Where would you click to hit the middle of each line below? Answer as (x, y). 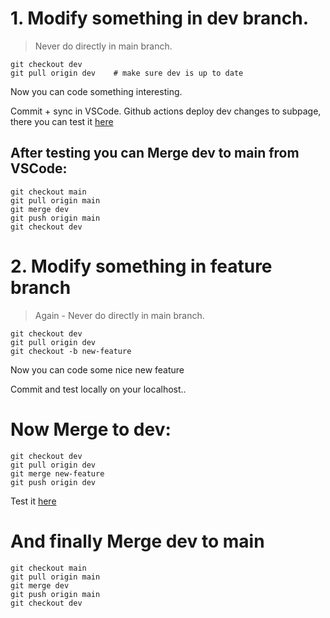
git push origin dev (53, 482)
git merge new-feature (57, 473)
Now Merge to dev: (91, 429)
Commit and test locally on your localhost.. (98, 389)
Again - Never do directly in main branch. (119, 315)
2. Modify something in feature (141, 266)
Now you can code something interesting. (96, 91)
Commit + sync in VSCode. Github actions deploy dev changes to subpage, (166, 111)
